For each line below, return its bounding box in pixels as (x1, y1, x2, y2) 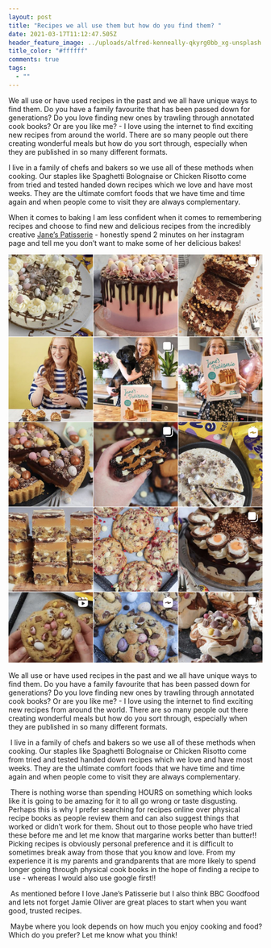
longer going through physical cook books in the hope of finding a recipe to (8, 864, 260, 874)
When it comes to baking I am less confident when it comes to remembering (8, 212, 262, 222)
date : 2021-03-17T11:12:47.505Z (8, 30, 117, 38)
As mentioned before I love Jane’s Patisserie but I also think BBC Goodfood (10, 888, 260, 898)
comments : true (8, 56, 60, 64)
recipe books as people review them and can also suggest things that (8, 813, 240, 822)
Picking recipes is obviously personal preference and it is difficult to (8, 838, 234, 848)
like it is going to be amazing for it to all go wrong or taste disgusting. (8, 796, 238, 805)
